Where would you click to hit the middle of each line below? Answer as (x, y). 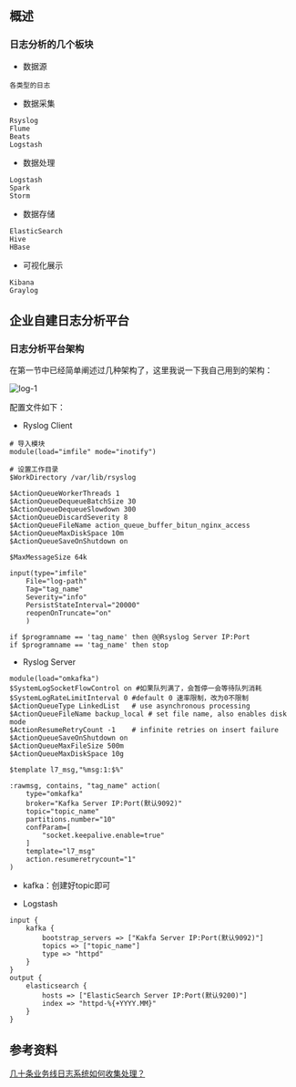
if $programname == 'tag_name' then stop (89, 646)
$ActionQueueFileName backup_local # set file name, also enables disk (148, 714)
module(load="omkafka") (55, 679)
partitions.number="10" (71, 820)
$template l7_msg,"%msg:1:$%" (67, 770)
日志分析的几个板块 (51, 45)
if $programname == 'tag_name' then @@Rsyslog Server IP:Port (130, 637)
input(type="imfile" (49, 574)
